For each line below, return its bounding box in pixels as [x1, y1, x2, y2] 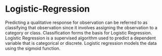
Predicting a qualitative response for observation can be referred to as [5, 19, 148, 25]
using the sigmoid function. [5, 45, 61, 51]
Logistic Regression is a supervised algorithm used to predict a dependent [5, 35, 156, 41]
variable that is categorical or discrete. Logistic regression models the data [5, 40, 157, 46]
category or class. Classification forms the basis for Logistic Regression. [5, 30, 152, 36]
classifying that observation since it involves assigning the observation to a [5, 24, 158, 30]
